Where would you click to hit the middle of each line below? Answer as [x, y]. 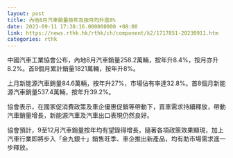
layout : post [26, 14]
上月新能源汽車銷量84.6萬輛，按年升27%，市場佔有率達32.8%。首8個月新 [113, 83]
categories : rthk [32, 39]
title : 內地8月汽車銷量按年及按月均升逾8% [61, 20]
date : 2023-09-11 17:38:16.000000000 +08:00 [72, 26]
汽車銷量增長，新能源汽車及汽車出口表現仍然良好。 [80, 116]
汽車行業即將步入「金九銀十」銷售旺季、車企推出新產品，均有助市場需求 [110, 139]
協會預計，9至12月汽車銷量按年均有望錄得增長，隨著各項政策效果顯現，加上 [115, 130]
